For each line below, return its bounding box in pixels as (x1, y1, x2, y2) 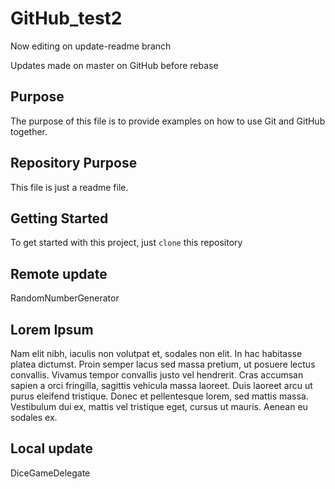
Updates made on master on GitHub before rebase (10, 59, 219, 71)
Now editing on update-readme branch (10, 40, 172, 52)
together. (10, 125, 48, 137)
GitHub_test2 (10, 7, 123, 30)
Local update (10, 440, 93, 457)
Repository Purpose (10, 155, 138, 172)
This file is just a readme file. (10, 181, 129, 193)
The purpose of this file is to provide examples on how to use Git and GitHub (10, 115, 326, 127)
